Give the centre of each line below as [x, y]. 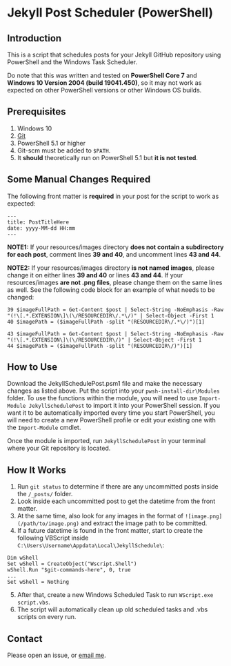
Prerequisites [37, 112]
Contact [25, 639]
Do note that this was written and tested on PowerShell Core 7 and [102, 75]
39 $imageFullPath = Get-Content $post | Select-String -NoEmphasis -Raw [115, 310]
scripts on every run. [47, 617]
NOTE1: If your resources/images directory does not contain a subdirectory [115, 247]
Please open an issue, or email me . [57, 655]
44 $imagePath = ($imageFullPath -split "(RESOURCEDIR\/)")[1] [100, 346]
